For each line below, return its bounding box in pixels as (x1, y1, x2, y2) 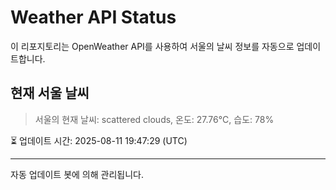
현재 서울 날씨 (10, 85, 90, 102)
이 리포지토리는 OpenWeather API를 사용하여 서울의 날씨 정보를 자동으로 (10, 40, 295, 52)
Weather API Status (10, 6, 177, 29)
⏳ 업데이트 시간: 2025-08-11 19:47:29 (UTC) (10, 134, 188, 146)
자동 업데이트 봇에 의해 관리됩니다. (10, 168, 144, 180)
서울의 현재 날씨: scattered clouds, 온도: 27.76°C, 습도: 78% (34, 113, 275, 125)
